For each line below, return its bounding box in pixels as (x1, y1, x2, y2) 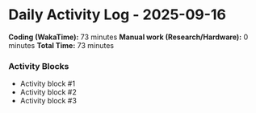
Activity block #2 (19, 87, 77, 97)
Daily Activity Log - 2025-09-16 (8, 6, 226, 24)
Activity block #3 (19, 96, 77, 106)
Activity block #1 (19, 79, 75, 89)
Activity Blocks (8, 60, 69, 71)
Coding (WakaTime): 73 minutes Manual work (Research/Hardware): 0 (8, 32, 249, 42)
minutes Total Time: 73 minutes (8, 40, 115, 50)
